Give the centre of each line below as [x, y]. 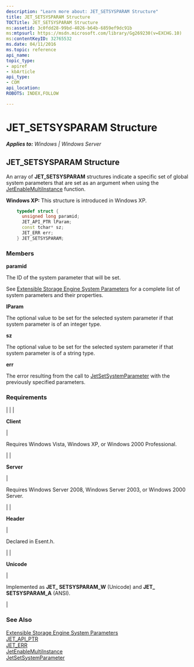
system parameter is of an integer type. [54, 324]
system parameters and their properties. [55, 295]
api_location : [23, 88]
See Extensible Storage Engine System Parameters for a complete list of [93, 289]
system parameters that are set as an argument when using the [83, 183]
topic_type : [21, 60]
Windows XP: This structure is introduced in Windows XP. [76, 200]
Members [20, 253]
